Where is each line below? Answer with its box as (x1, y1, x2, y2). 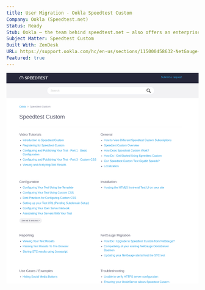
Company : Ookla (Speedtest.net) (6, 16, 88, 23)
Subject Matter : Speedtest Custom (6, 35, 95, 42)
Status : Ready (6, 23, 43, 29)
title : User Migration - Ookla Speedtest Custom (6, 10, 132, 16)
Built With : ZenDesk (6, 42, 59, 48)
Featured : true (6, 55, 45, 61)
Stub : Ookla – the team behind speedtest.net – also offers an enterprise (6, 29, 201, 35)
